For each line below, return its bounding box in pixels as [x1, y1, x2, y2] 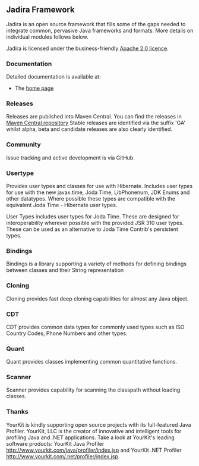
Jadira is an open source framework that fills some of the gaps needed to [6, 20, 186, 27]
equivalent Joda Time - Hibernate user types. [6, 202, 118, 208]
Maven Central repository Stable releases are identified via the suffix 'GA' [6, 119, 186, 127]
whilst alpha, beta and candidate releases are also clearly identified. [6, 126, 173, 133]
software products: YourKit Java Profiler [6, 440, 105, 447]
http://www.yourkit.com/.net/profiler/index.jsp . [6, 452, 120, 460]
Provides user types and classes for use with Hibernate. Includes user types [6, 183, 193, 189]
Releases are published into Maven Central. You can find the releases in [6, 113, 182, 120]
